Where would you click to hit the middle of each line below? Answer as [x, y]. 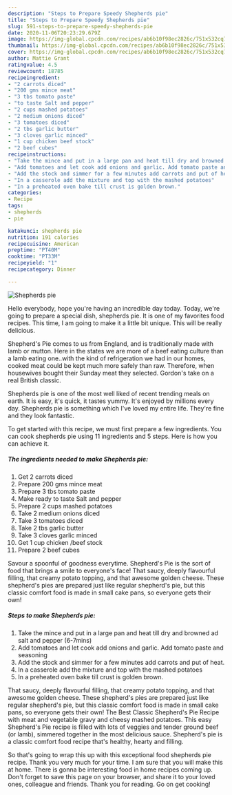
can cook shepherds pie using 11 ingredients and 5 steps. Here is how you [113, 436]
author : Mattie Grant [39, 59]
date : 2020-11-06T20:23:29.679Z [54, 33]
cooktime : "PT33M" [34, 257]
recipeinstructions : [38, 155]
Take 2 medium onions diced [59, 513]
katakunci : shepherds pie [45, 231]
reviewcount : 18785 [36, 71]
